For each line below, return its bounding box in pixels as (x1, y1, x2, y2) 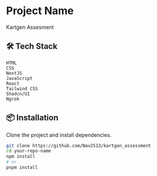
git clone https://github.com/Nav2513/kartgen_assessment (6, 142, 151, 148)
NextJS (6, 70, 22, 76)
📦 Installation (6, 113, 59, 123)
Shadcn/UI (6, 91, 31, 97)
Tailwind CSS (6, 85, 38, 92)
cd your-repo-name (6, 148, 51, 154)
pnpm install (6, 165, 38, 171)
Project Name (6, 4, 74, 18)
